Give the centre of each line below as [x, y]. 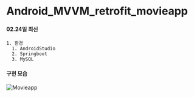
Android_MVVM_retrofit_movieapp [97, 11]
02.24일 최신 [22, 29]
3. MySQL [23, 59]
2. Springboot [29, 54]
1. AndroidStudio [34, 49]
